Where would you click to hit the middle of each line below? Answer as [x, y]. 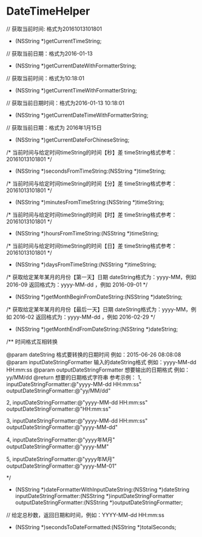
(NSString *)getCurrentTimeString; [58, 41]
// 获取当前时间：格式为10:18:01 [45, 78]
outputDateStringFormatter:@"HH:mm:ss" [59, 409]
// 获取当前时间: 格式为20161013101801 [54, 29]
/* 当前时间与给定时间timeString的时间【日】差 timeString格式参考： [92, 246]
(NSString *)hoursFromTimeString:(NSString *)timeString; [87, 233]
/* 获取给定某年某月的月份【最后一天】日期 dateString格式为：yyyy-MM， [99, 309]
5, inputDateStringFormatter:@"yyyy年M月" [61, 459]
